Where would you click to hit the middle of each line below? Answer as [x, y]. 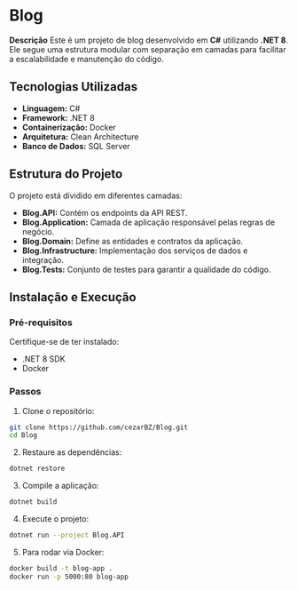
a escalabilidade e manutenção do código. [86, 59]
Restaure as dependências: [72, 452]
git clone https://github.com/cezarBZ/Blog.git [99, 427]
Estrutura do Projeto [66, 174]
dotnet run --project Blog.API [67, 535]
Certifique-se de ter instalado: [64, 342]
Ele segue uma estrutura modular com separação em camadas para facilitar [148, 49]
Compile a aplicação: [60, 486]
